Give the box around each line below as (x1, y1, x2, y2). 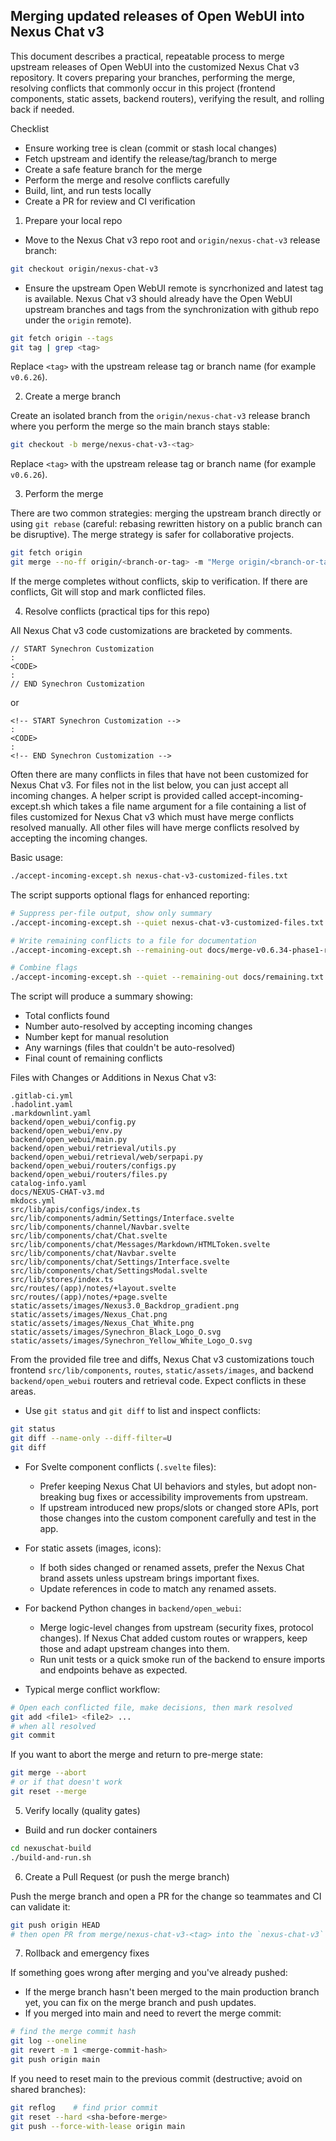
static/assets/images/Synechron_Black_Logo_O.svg (10, 1327, 222, 1338)
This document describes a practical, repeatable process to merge (10, 50, 285, 62)
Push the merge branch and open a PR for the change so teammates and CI (10, 1890, 322, 1902)
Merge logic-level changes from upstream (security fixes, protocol (39, 1621, 314, 1633)
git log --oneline (10, 2036, 87, 2046)
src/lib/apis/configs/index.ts (10, 1205, 141, 1215)
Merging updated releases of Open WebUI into (10, 8, 305, 25)
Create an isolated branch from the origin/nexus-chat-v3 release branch (10, 410, 311, 422)
